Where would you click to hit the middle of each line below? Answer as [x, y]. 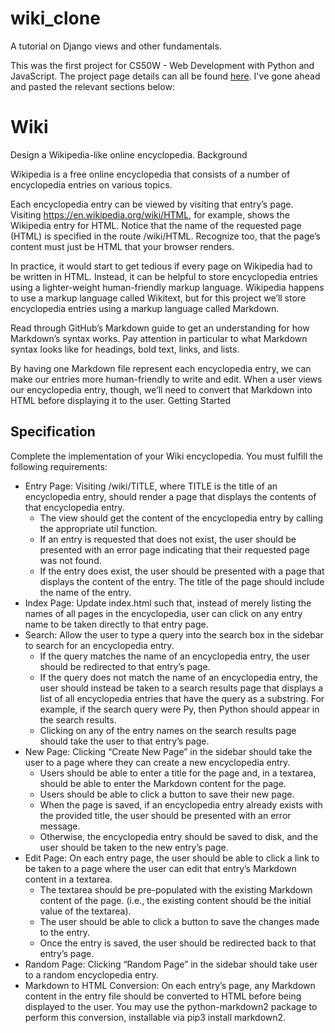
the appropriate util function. [98, 528]
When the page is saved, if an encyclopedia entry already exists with [181, 804]
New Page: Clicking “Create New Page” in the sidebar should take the [168, 751]
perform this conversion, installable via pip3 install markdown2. [155, 1017]
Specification [53, 432]
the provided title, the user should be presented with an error [165, 815]
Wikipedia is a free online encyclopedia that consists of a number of [150, 174]
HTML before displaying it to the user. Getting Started [120, 400]
